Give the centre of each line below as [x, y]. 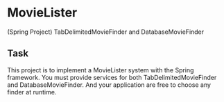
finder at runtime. [32, 92]
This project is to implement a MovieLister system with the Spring [101, 70]
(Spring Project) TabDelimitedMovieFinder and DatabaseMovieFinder [106, 32]
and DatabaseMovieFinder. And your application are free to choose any [109, 85]
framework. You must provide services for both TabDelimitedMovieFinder [112, 77]
